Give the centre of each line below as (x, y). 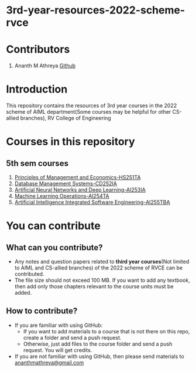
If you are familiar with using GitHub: (59, 325)
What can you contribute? (55, 248)
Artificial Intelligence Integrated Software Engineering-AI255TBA (92, 202)
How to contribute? (42, 311)
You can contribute (53, 226)
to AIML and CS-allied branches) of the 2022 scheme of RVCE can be (99, 268)
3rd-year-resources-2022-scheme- (96, 10)
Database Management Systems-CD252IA (66, 184)
